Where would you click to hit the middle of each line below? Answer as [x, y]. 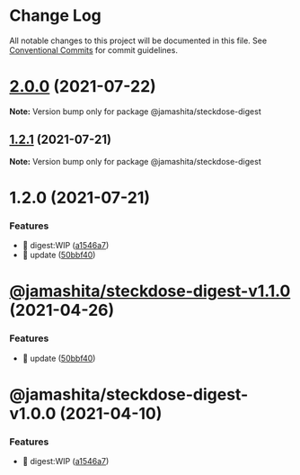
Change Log [55, 16]
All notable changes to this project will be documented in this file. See [138, 40]
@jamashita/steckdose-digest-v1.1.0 [150, 291]
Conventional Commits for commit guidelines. [93, 49]
